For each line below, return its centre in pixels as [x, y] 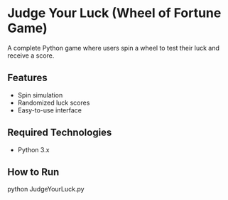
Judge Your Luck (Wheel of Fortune [114, 13]
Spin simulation [40, 95]
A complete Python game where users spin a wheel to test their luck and [114, 48]
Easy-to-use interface [50, 110]
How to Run [33, 172]
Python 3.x [33, 149]
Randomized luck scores [54, 102]
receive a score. [31, 56]
